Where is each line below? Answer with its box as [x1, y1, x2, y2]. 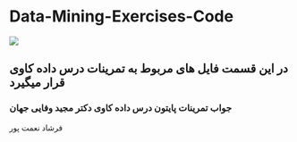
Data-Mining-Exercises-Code [9, 6, 234, 27]
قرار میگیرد [9, 75, 65, 90]
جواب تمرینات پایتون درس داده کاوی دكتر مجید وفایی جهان [9, 102, 233, 114]
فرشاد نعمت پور [9, 122, 63, 133]
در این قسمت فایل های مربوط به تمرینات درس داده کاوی [9, 61, 289, 77]
